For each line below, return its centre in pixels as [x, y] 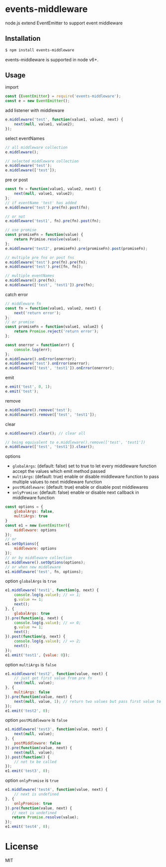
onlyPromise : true [33, 803]
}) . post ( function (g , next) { [35, 637]
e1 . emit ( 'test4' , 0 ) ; [28, 827]
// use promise [21, 230]
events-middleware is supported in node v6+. [52, 59]
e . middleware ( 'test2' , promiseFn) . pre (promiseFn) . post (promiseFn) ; [77, 248]
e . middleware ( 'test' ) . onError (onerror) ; [48, 364]
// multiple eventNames [30, 276]
